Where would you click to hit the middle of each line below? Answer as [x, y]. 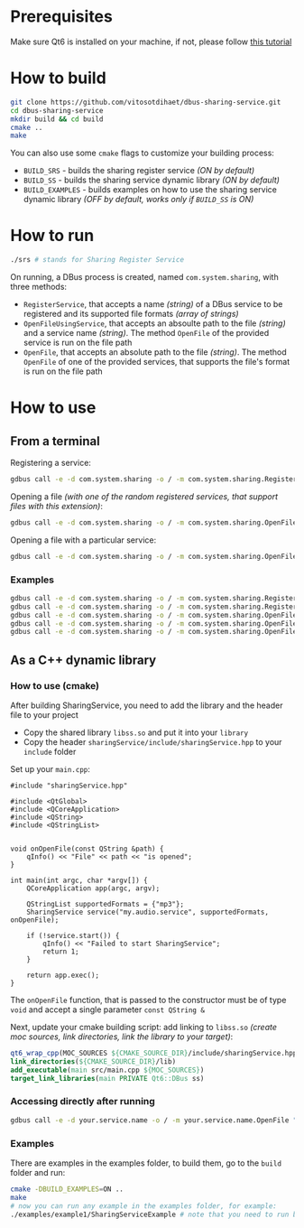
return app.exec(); [63, 976]
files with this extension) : [56, 506]
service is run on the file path [78, 343]
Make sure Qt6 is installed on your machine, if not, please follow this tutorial [151, 42]
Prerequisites [62, 17]
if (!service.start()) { [73, 936]
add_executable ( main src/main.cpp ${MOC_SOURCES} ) [107, 1070]
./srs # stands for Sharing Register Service [97, 260]
